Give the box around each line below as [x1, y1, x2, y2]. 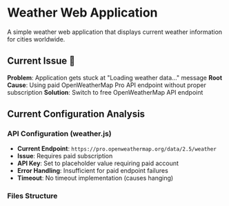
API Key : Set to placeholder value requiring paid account [17, 159, 179, 167]
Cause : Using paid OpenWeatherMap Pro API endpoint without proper [7, 81, 207, 89]
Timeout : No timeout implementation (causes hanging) [17, 174, 174, 182]
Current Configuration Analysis [7, 109, 146, 120]
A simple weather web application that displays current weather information [7, 28, 223, 36]
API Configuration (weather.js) [7, 129, 112, 139]
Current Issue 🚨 [7, 55, 76, 67]
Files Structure [7, 191, 58, 201]
